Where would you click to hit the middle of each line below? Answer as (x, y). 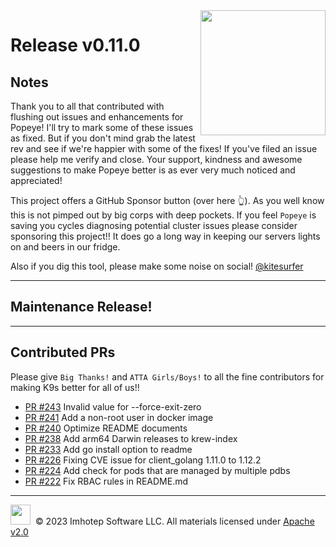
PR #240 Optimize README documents (106, 428)
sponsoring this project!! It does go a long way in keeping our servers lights (165, 236)
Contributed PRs (63, 352)
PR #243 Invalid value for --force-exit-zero (113, 406)
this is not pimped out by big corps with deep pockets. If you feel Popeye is (163, 215)
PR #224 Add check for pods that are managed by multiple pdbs (157, 470)
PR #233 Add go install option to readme (108, 449)
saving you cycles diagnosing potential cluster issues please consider (154, 225)
